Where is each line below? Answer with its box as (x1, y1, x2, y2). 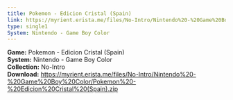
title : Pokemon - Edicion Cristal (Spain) (7, 10, 132, 17)
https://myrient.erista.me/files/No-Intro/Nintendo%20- (40, 70, 196, 79)
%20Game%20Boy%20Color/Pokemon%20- (7, 77, 137, 86)
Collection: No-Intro (7, 63, 66, 71)
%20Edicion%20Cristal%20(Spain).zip (7, 85, 119, 93)
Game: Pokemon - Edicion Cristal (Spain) (7, 48, 125, 57)
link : (7, 17, 23, 23)
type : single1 (7, 23, 49, 30)
